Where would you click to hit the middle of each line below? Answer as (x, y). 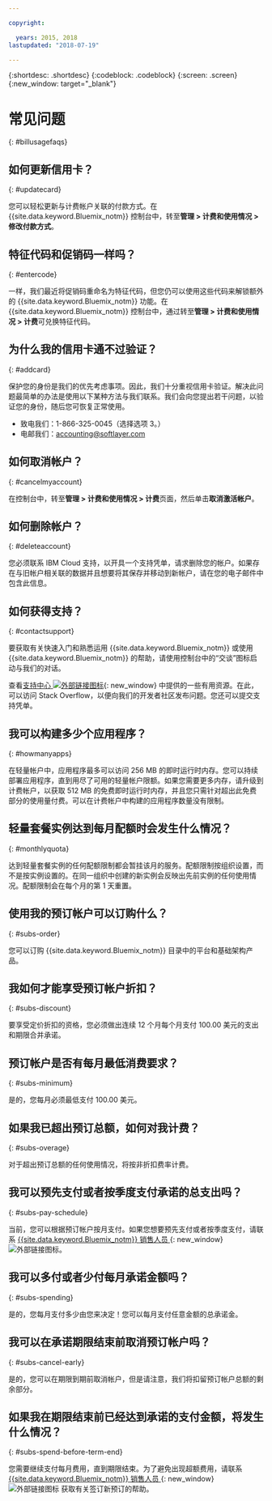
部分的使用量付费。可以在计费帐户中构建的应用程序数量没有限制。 (118, 801)
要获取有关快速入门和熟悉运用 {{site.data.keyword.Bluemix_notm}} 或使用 (131, 648)
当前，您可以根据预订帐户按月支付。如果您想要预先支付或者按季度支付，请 (132, 1229)
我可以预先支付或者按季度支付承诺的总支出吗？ (125, 1192)
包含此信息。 (30, 583)
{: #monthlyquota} (39, 848)
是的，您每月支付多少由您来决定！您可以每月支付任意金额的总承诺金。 (125, 1314)
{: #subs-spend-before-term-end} (66, 1452)
